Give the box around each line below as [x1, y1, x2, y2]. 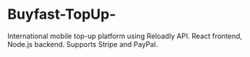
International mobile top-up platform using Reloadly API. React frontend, [7, 31, 243, 41]
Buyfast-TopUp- [7, 5, 116, 23]
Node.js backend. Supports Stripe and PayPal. [7, 39, 158, 48]
